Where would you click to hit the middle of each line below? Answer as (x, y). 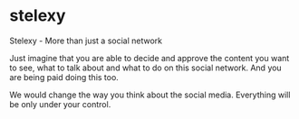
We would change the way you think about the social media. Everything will (150, 95)
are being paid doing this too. (64, 77)
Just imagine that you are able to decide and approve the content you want (149, 58)
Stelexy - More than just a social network (86, 41)
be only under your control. (60, 104)
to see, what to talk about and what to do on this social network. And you (146, 68)
